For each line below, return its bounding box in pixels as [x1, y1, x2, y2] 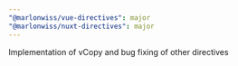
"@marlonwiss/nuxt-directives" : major [8, 22, 155, 31]
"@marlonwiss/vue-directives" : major [8, 13, 151, 23]
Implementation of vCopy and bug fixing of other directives [8, 46, 229, 57]
